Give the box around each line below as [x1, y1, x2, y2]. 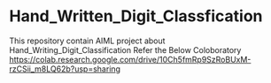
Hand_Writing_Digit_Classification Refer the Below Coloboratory [9, 44, 242, 55]
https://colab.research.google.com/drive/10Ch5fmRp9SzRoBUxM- [9, 54, 252, 64]
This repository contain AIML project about [9, 35, 166, 46]
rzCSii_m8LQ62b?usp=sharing [9, 64, 121, 74]
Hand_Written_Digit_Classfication [9, 6, 263, 26]
